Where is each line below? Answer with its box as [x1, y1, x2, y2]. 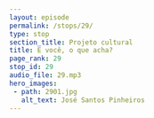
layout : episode [9, 12, 69, 22]
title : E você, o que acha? [9, 46, 114, 55]
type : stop [9, 29, 50, 38]
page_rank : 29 [9, 54, 62, 63]
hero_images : [9, 79, 58, 88]
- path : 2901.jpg [12, 87, 77, 96]
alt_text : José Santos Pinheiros [20, 95, 145, 105]
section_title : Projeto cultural [9, 37, 134, 47]
